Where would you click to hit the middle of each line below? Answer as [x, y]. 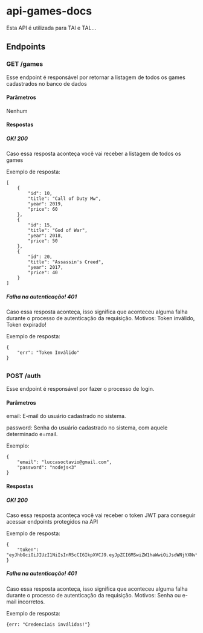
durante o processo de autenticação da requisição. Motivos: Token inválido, [101, 318]
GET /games [25, 64]
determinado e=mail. [32, 434]
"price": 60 [43, 210]
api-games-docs [49, 11]
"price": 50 [43, 241]
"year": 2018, [46, 236]
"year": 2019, [46, 204]
